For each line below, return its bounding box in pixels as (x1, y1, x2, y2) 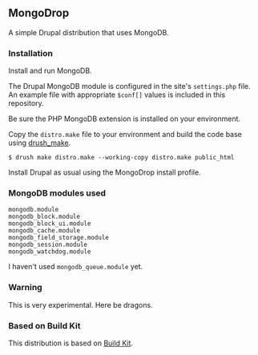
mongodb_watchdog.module (8, 248, 91, 256)
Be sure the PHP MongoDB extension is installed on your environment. (8, 114, 241, 123)
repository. (8, 99, 44, 108)
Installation (8, 47, 54, 58)
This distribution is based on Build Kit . (8, 338, 134, 348)
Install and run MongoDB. (8, 66, 92, 75)
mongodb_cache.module (8, 227, 81, 235)
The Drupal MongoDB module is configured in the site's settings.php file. (8, 82, 251, 91)
